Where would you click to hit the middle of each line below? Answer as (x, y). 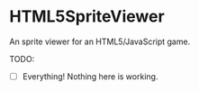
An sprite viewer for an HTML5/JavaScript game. (100, 41)
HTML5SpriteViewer (87, 17)
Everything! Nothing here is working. (90, 76)
